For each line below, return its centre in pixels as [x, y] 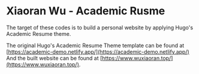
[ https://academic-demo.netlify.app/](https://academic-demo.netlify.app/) [98, 51]
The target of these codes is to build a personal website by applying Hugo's [100, 27]
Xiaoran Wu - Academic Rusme [86, 11]
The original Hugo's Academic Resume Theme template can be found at [95, 45]
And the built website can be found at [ [54, 58]
